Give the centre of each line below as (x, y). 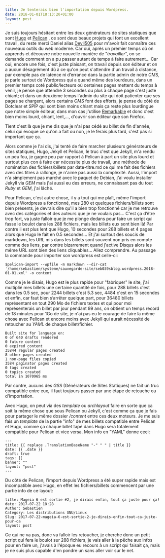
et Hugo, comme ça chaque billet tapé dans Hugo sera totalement (72, 427)
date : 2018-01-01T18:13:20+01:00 (39, 14)
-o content (40, 273)
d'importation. (19, 396)
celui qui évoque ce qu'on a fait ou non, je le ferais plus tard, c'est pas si (78, 132)
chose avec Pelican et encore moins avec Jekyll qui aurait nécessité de (78, 319)
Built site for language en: (35, 334)
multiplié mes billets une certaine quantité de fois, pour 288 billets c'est (78, 288)
